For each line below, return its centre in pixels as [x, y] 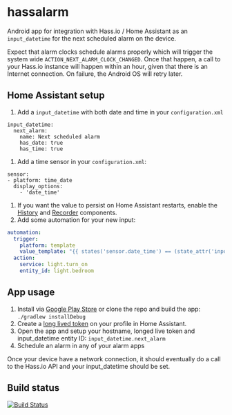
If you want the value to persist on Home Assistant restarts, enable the [117, 205]
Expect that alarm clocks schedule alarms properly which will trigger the [110, 52]
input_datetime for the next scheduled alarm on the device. [92, 38]
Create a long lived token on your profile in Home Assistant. [102, 323]
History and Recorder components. [67, 212]
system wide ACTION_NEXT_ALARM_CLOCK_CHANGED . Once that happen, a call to [114, 59]
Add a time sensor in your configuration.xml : [82, 161]
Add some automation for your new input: [76, 220]
